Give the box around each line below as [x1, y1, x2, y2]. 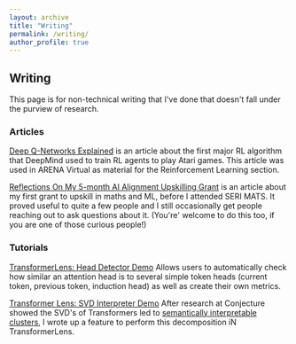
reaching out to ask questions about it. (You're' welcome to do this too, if [9, 210, 275, 221]
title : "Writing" [9, 21, 74, 30]
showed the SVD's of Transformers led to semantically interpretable [9, 307, 257, 317]
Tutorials [9, 241, 49, 254]
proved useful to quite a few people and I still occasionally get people [9, 200, 263, 211]
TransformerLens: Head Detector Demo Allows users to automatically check [9, 262, 287, 272]
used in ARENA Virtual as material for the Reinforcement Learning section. [9, 165, 280, 176]
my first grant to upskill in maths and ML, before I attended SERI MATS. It [9, 192, 276, 202]
